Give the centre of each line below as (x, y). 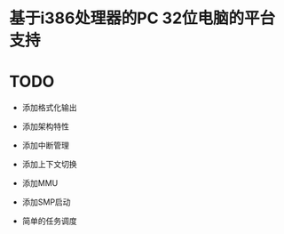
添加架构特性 (45, 126)
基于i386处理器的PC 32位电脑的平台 (142, 18)
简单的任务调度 (49, 221)
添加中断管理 (45, 145)
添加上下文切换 (49, 165)
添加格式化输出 (49, 108)
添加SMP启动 (46, 202)
